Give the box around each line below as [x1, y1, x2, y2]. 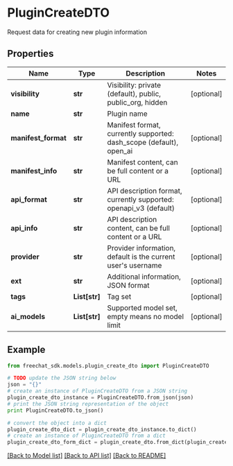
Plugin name [107, 109, 148, 119]
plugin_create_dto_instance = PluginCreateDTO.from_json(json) [7, 394, 194, 402]
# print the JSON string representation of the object [7, 400, 169, 407]
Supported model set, [107, 303, 178, 313]
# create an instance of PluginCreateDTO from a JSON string [7, 388, 188, 395]
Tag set [107, 291, 132, 301]
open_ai [107, 146, 133, 155]
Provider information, [107, 243, 176, 252]
